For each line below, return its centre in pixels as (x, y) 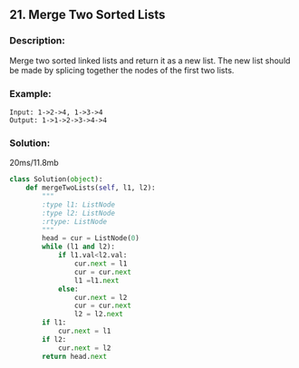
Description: (37, 41)
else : (68, 289)
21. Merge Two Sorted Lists (87, 15)
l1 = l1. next (96, 280)
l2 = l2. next (99, 315)
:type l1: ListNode (79, 204)
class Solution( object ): (56, 179)
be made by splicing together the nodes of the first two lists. (122, 70)
